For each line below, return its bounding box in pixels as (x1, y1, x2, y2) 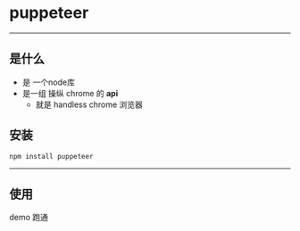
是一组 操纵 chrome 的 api (21, 87, 119, 98)
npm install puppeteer (9, 152, 94, 161)
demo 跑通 (9, 212, 49, 223)
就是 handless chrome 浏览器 (35, 99, 143, 110)
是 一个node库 (21, 77, 76, 87)
